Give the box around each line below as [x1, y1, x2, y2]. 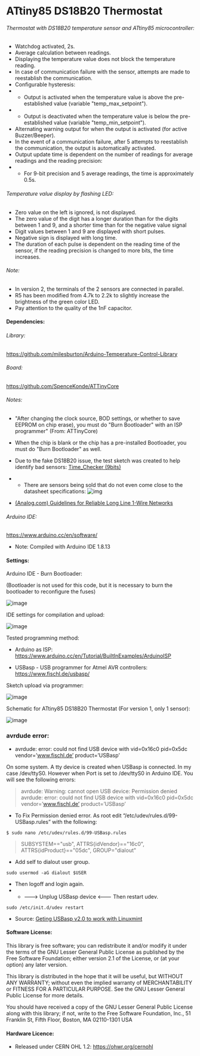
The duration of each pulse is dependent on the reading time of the [14, 241, 180, 248]
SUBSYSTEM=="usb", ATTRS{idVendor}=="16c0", [20, 840, 144, 847]
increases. [14, 253, 41, 260]
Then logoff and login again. [14, 880, 85, 887]
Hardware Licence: [6, 1030, 55, 1037]
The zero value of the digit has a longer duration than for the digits [14, 215, 179, 222]
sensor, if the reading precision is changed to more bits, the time [14, 246, 174, 254]
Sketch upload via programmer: [6, 682, 84, 689]
